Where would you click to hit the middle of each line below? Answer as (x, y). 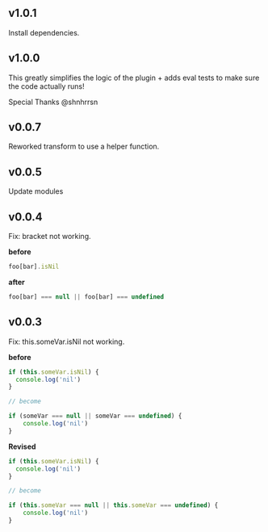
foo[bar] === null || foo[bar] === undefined (86, 297)
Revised (22, 446)
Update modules (36, 191)
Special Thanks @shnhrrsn (53, 102)
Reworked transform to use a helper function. (84, 147)
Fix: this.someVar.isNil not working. (67, 341)
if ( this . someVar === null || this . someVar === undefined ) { (113, 505)
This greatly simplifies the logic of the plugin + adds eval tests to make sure (134, 77)
